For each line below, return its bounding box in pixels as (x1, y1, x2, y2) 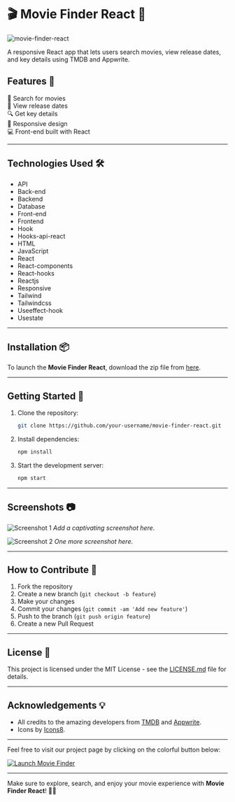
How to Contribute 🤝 (7, 564, 98, 576)
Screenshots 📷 (7, 502, 76, 514)
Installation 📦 (7, 341, 70, 353)
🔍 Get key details (7, 109, 58, 118)
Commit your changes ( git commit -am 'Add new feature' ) (17, 605, 188, 613)
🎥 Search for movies (7, 94, 66, 102)
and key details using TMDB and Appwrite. (7, 55, 130, 64)
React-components (17, 261, 73, 270)
